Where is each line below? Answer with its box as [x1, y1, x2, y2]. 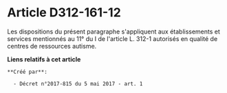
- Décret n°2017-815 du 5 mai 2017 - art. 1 [13, 80, 143, 87]
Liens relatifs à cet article [7, 55, 81, 63]
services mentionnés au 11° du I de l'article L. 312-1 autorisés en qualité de [7, 34, 218, 42]
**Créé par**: [7, 68, 48, 75]
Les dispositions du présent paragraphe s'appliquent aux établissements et [7, 27, 220, 36]
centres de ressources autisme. [7, 42, 97, 50]
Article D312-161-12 [7, 5, 122, 21]
